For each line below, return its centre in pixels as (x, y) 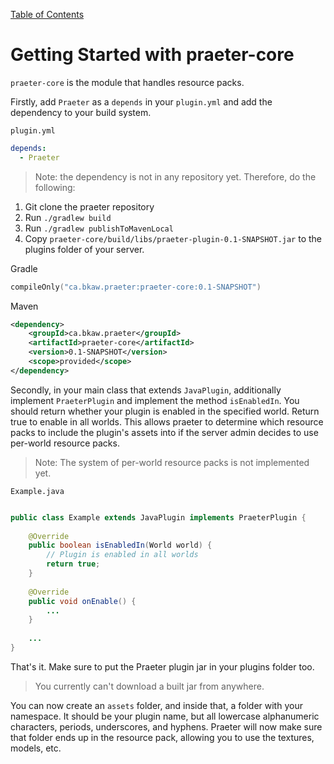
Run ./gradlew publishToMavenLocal (99, 228)
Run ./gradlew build (68, 217)
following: (55, 187)
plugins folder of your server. (84, 249)
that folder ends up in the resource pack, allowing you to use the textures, (162, 737)
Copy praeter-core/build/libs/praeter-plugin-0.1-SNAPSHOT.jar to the (173, 238)
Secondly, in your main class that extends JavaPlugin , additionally (146, 390)
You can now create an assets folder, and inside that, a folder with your (156, 705)
